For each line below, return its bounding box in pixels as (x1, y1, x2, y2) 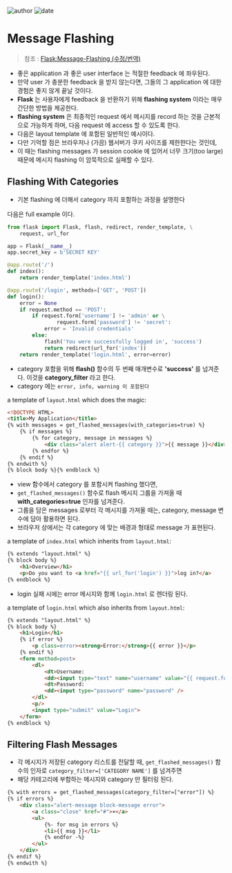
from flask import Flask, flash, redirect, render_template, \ (7, 223, 193, 231)
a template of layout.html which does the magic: (7, 395, 147, 404)
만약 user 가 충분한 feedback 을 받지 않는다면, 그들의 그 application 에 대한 (17, 77, 222, 86)
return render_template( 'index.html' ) (19, 274, 131, 281)
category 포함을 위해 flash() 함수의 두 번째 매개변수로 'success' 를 (17, 364, 202, 373)
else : (32, 332, 48, 339)
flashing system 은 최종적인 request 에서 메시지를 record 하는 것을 (17, 112, 202, 120)
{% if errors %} (7, 796, 54, 802)
